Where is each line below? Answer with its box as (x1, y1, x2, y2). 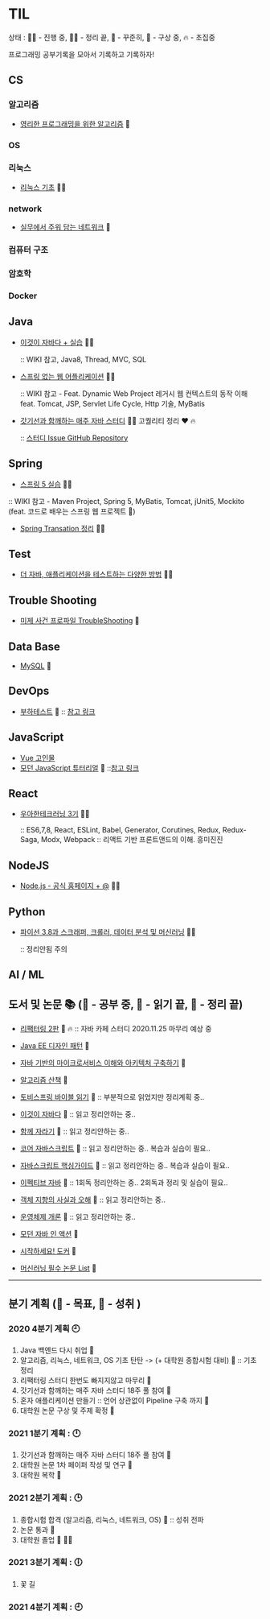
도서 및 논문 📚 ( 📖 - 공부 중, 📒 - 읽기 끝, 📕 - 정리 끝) (8, 997, 243, 1011)
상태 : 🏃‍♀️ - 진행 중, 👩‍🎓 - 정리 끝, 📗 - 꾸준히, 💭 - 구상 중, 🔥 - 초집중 (8, 32, 215, 42)
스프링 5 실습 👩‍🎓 (19, 479, 72, 489)
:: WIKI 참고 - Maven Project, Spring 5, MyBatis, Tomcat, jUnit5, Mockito (8, 496, 245, 506)
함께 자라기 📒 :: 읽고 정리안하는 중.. (19, 1126, 130, 1136)
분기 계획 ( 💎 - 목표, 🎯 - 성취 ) (8, 1297, 141, 1311)
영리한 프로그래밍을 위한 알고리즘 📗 (19, 118, 130, 129)
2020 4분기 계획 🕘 (8, 1323, 80, 1334)
